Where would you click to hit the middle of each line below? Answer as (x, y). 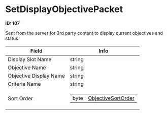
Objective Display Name (36, 76)
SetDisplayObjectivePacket (64, 9)
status (12, 38)
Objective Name (27, 68)
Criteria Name (24, 84)
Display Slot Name (30, 59)
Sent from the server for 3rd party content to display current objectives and (84, 33)
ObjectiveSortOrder (111, 98)
